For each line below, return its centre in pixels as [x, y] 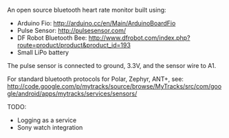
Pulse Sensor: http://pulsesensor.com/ [72, 31]
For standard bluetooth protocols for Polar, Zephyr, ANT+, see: [96, 79]
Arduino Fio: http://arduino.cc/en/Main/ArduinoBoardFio [96, 23]
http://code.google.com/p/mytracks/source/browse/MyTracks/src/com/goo [115, 86]
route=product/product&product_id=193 [74, 45]
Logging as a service [47, 120]
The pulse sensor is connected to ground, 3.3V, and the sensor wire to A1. [112, 66]
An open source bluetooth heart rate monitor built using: [87, 10]
